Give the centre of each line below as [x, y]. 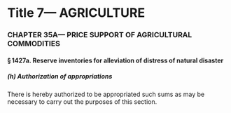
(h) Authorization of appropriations [60, 77]
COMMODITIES [34, 44]
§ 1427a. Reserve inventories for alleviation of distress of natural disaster [115, 60]
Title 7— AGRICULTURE [76, 13]
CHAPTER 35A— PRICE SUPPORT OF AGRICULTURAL [100, 35]
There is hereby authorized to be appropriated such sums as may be [106, 94]
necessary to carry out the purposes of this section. [82, 101]
